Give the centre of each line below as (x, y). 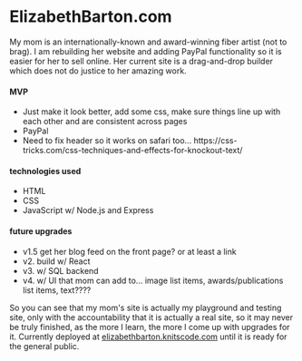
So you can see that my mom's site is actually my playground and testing (146, 307)
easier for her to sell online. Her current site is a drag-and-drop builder (141, 61)
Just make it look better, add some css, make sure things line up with (151, 112)
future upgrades (41, 231)
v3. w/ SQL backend (60, 270)
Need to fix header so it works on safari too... (107, 141)
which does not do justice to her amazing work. (98, 71)
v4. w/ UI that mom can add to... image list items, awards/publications (153, 280)
